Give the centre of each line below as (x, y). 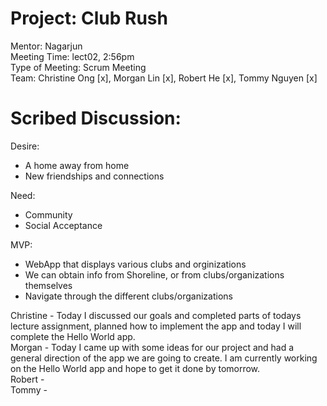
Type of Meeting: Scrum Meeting (78, 67)
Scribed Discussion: (96, 118)
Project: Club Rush (89, 18)
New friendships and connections (94, 176)
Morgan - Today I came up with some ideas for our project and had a (152, 347)
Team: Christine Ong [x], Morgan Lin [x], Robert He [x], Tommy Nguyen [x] (164, 78)
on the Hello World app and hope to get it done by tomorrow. (135, 368)
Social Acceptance (63, 225)
